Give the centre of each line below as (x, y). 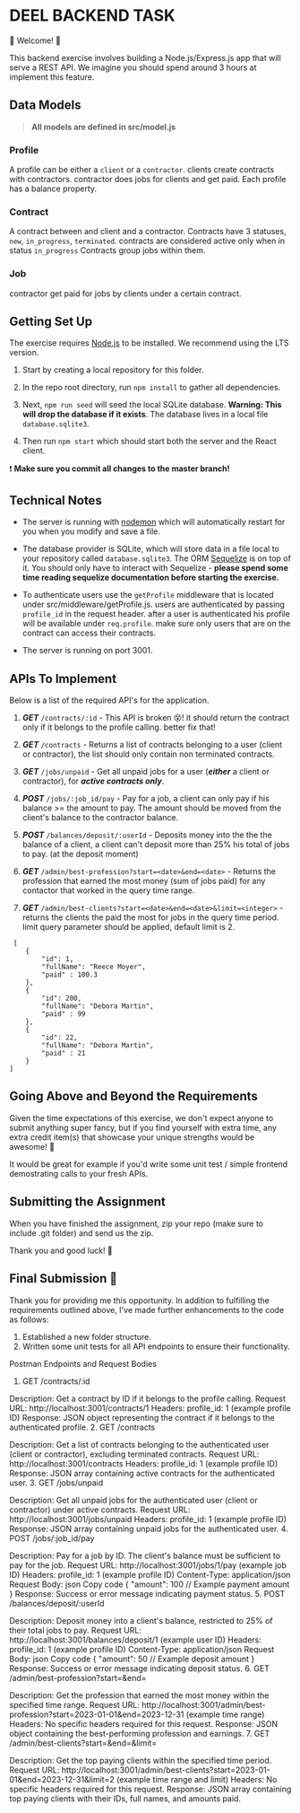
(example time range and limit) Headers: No (197, 1779)
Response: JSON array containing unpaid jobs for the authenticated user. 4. (149, 1528)
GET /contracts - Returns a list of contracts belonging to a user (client (152, 745)
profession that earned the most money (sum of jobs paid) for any (144, 881)
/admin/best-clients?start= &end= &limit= (83, 1743)
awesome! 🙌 (32, 1146)
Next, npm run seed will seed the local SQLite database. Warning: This (152, 405)
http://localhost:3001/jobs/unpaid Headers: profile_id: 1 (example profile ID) (148, 1519)
